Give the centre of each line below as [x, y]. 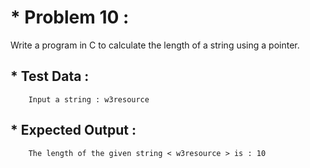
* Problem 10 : [70, 17]
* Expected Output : [73, 130]
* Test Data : [50, 76]
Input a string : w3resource [89, 99]
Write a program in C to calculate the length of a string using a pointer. [155, 45]
